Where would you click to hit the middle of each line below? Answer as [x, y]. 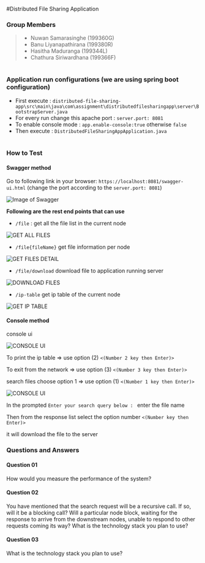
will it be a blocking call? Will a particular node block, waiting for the [92, 512]
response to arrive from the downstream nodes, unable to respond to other [101, 519]
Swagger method [29, 167]
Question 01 [22, 464]
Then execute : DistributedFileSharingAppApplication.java [91, 130]
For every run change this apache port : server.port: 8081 [89, 118]
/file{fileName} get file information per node [73, 247]
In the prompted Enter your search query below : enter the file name [95, 405]
